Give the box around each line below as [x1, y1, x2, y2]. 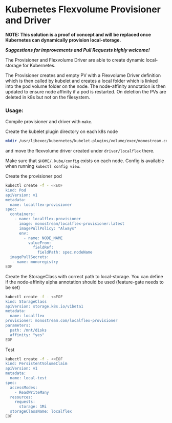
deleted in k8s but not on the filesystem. [5, 94, 91, 100]
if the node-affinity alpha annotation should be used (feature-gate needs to [5, 279, 164, 285]
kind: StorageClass [5, 299, 47, 304]
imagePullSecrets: [10, 255, 50, 260]
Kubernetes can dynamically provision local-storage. [5, 37, 121, 43]
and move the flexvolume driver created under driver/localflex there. [5, 148, 155, 154]
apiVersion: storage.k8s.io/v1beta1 [5, 304, 83, 309]
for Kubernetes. [23, 62, 56, 68]
